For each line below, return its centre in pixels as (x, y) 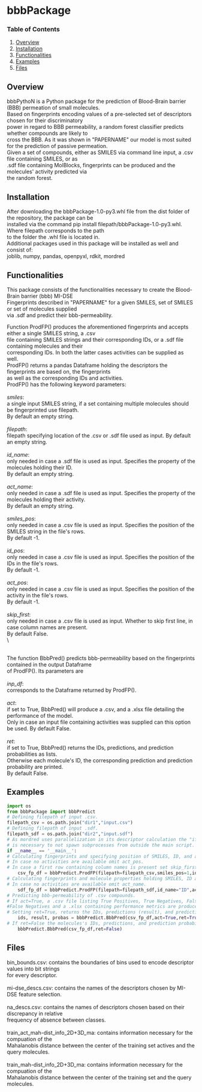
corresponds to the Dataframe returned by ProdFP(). (72, 690)
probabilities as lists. (32, 754)
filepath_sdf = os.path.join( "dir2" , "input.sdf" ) (70, 834)
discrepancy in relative (35, 1013)
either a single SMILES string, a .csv (51, 333)
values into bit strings (33, 969)
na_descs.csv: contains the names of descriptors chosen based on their (96, 1007)
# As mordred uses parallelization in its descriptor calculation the (97, 839)
